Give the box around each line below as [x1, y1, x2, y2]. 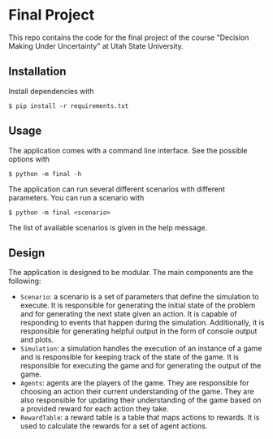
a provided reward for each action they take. [19, 404, 169, 414]
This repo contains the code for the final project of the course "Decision [8, 32, 249, 42]
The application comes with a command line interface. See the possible [8, 145, 248, 155]
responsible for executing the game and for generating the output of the [19, 361, 262, 371]
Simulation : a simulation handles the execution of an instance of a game [19, 343, 262, 354]
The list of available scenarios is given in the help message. [8, 222, 208, 232]
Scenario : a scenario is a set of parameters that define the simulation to [19, 292, 259, 302]
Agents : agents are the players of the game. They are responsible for [19, 378, 249, 388]
